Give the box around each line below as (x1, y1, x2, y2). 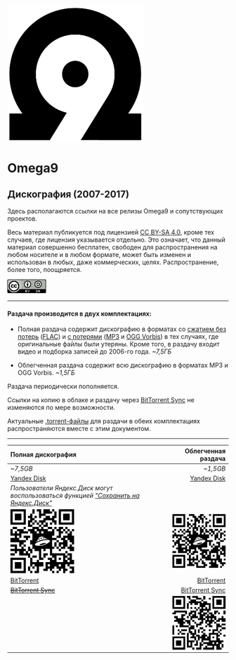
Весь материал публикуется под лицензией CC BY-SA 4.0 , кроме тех (7, 228, 215, 236)
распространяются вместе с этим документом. (7, 425, 151, 433)
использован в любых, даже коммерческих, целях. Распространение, (7, 258, 219, 266)
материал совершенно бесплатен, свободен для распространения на (7, 243, 218, 251)
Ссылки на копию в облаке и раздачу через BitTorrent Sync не (7, 396, 195, 404)
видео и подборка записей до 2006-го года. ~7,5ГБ (17, 347, 172, 356)
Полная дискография (10, 450, 77, 459)
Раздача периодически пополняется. (7, 382, 119, 391)
